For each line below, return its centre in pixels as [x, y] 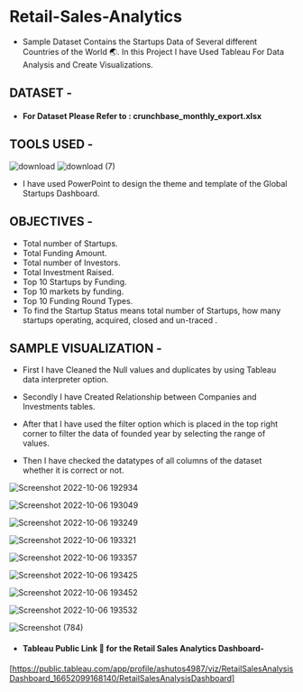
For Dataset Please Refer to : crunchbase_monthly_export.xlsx [142, 115]
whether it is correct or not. [73, 470]
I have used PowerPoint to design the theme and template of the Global [155, 183]
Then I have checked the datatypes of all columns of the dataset [142, 461]
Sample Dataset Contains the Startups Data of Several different [140, 42]
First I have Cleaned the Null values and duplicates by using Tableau [149, 370]
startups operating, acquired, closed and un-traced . [120, 320]
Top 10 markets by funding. [73, 291]
